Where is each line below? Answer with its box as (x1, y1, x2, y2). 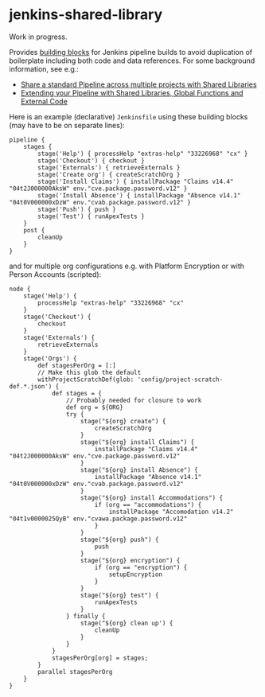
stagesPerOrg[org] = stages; (51, 654, 149, 662)
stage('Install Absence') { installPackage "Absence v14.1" (37, 191, 241, 200)
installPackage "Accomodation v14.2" (108, 508, 234, 516)
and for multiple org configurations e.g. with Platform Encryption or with (9, 261, 245, 271)
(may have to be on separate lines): (9, 120, 126, 130)
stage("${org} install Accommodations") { (80, 493, 224, 502)
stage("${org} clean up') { (80, 619, 173, 627)
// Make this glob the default (37, 368, 142, 376)
